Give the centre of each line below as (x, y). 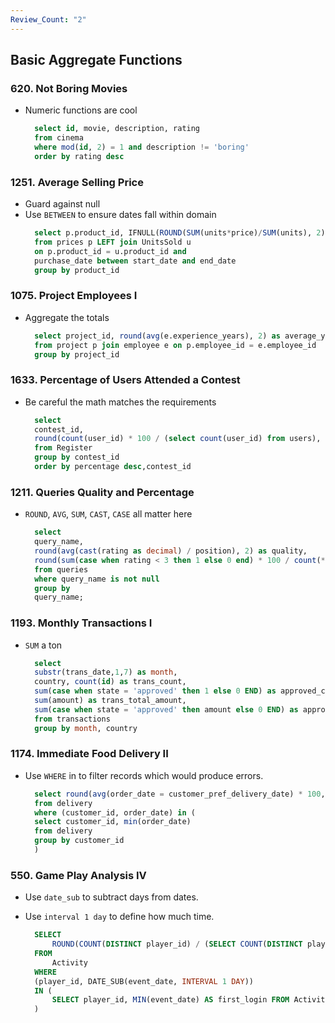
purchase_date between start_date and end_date (135, 261)
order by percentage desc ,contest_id (113, 467)
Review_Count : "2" (48, 19)
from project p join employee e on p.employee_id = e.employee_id (175, 345)
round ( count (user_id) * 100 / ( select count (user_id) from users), (178, 439)
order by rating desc (79, 156)
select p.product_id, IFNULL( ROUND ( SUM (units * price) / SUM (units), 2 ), (182, 233)
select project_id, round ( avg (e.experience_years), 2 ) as (157, 336)
